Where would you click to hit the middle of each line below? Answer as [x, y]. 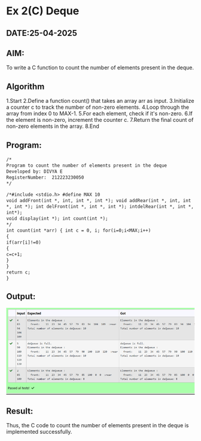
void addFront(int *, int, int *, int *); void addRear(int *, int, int [99, 201]
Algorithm [25, 86]
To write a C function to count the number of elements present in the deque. [100, 68]
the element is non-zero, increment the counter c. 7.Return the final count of [100, 120]
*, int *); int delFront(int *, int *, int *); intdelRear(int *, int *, [100, 207]
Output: [21, 297]
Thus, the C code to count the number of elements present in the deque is [98, 425]
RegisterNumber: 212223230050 [45, 177]
